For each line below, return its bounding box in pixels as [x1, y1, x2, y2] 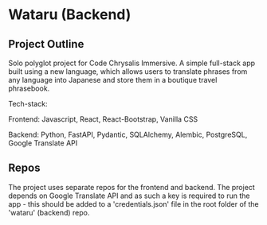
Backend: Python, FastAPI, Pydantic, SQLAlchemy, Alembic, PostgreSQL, [8, 130, 248, 139]
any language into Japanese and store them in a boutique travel [8, 76, 218, 84]
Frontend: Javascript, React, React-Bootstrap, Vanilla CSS [8, 114, 198, 124]
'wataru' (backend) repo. [8, 208, 90, 217]
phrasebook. [8, 83, 50, 93]
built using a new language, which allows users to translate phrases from [8, 67, 248, 76]
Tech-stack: [8, 99, 48, 108]
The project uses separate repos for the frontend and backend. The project [8, 182, 255, 192]
